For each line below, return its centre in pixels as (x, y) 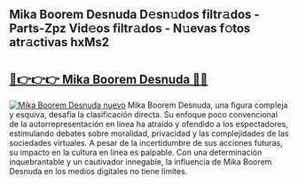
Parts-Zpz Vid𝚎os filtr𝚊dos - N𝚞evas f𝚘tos (130, 29)
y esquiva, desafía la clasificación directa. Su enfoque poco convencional (143, 114)
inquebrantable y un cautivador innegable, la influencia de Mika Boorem (141, 162)
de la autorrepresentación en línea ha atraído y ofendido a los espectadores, (149, 124)
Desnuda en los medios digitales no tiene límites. (98, 171)
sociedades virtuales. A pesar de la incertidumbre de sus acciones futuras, (146, 143)
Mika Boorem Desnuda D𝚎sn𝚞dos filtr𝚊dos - (134, 15)
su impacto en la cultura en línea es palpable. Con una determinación (136, 152)
